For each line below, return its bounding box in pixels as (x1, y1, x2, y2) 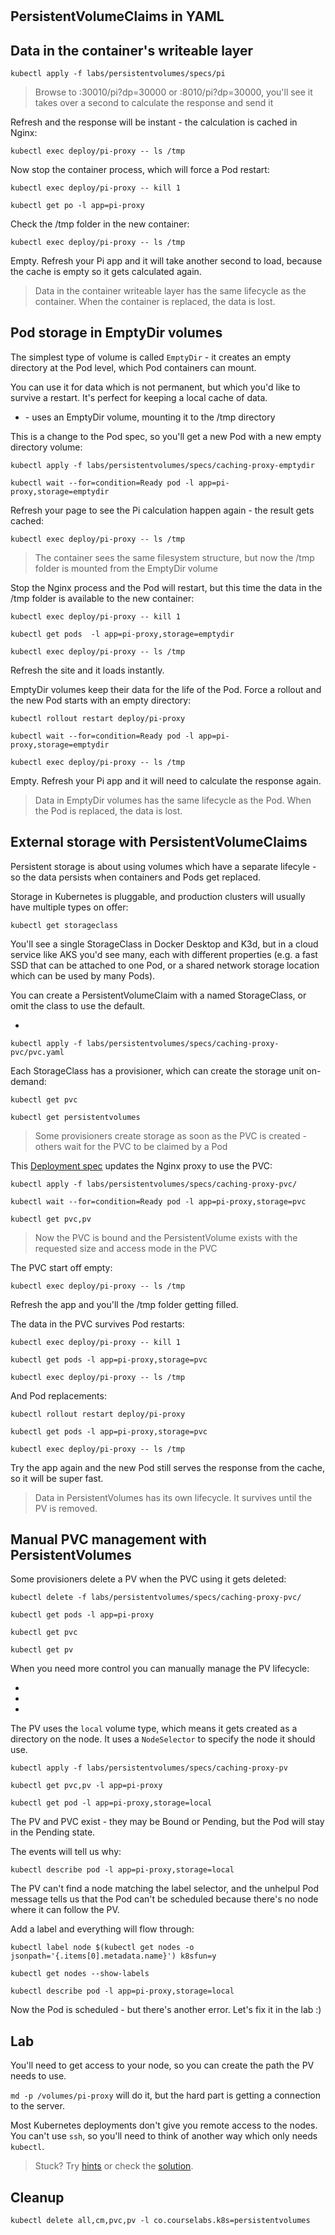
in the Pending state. (10, 1826, 96, 1838)
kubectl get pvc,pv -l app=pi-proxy (10, 1781, 163, 1791)
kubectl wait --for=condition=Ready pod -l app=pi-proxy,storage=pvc (10, 1196, 307, 1207)
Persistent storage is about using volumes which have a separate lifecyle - (10, 860, 317, 872)
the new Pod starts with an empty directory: (10, 694, 192, 706)
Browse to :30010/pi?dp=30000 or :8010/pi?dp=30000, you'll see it (34, 86, 313, 98)
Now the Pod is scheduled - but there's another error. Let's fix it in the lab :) (10, 2004, 322, 2016)
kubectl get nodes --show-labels (10, 1969, 150, 1979)
